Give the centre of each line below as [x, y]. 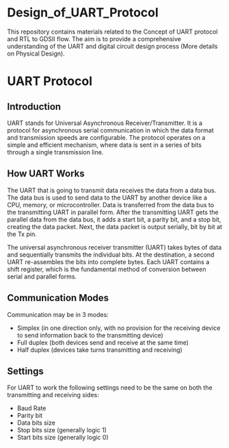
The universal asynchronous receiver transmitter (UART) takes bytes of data [114, 247]
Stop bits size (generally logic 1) [62, 430]
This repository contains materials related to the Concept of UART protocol [112, 32]
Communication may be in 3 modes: [58, 314]
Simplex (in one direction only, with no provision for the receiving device [119, 328]
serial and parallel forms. [42, 276]
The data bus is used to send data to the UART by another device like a [107, 198]
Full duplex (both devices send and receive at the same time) [103, 342]
